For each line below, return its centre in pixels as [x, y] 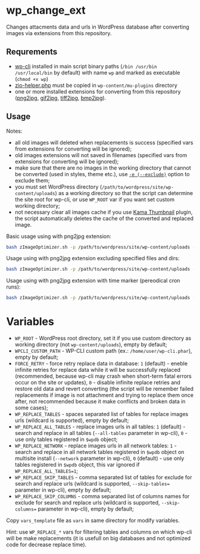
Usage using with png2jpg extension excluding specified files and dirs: [93, 258]
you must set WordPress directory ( [58, 187]
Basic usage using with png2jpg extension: [59, 236]
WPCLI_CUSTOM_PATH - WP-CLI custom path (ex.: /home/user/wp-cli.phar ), [103, 351]
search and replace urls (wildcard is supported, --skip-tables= [92, 484]
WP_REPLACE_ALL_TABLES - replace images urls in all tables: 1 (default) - [100, 427]
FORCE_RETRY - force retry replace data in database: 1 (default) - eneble [101, 364]
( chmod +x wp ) [32, 79]
